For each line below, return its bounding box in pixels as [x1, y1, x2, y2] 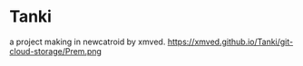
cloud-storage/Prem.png [9, 45, 103, 56]
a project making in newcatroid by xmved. [9, 36, 166, 47]
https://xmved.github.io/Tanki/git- [167, 36, 293, 47]
